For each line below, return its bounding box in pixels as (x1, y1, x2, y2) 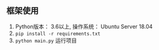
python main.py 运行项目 (15, 37, 77, 44)
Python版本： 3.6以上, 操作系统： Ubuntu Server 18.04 (15, 23, 153, 30)
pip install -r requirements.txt (15, 31, 101, 37)
